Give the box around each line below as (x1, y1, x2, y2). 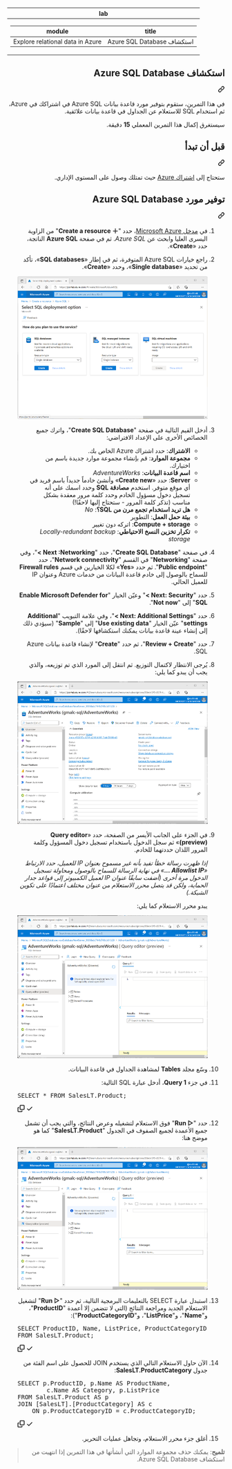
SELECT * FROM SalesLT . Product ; (17, 1092, 127, 1099)
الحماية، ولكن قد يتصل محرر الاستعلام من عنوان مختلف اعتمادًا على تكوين (19, 881, 208, 889)
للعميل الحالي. (171, 577, 208, 586)
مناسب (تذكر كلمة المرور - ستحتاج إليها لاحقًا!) (72, 498, 191, 506)
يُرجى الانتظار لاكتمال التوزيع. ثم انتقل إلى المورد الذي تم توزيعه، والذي (28, 660, 208, 668)
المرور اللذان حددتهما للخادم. (134, 845, 208, 854)
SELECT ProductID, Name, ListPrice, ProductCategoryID (17, 1325, 207, 1333)
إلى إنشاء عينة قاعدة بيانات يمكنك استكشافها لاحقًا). (75, 626, 208, 635)
